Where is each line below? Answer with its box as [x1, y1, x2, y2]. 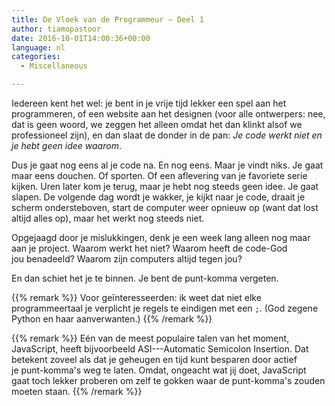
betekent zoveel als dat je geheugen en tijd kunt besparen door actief [11, 354, 298, 365]
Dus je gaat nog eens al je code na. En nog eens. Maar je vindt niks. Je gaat [11, 159, 324, 171]
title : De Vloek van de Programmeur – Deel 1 [11, 14, 204, 25]
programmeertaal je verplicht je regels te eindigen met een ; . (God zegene [11, 302, 319, 314]
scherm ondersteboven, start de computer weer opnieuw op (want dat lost [11, 202, 319, 213]
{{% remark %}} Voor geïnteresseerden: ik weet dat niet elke [11, 292, 262, 303]
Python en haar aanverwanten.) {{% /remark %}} [11, 313, 213, 325]
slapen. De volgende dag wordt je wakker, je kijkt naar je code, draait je [11, 191, 306, 203]
